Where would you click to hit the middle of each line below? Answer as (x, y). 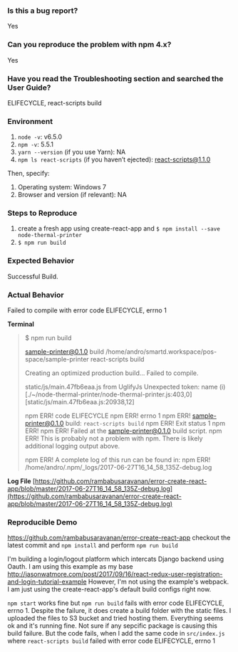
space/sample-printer (57, 359)
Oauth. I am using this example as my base (70, 567)
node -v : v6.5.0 (40, 137)
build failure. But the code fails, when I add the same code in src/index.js (117, 633)
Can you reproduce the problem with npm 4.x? (89, 45)
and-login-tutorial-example (47, 582)
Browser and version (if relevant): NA (72, 195)
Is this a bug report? (43, 11)
